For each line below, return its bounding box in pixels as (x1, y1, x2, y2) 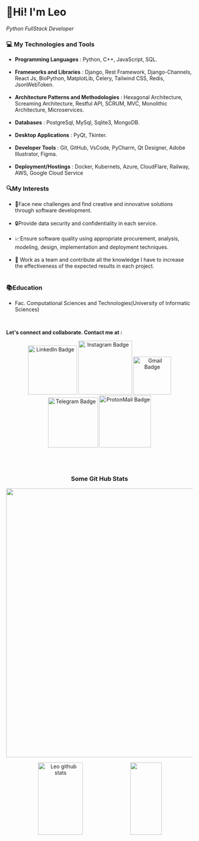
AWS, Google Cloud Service (14, 169, 84, 177)
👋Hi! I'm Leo (6, 5, 67, 19)
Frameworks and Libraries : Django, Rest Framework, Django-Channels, (14, 68, 192, 76)
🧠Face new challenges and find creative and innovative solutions (14, 200, 174, 207)
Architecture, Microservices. (14, 106, 85, 113)
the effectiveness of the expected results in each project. (14, 262, 155, 269)
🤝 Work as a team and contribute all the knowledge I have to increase (14, 256, 184, 263)
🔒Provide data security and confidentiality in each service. (14, 220, 158, 227)
